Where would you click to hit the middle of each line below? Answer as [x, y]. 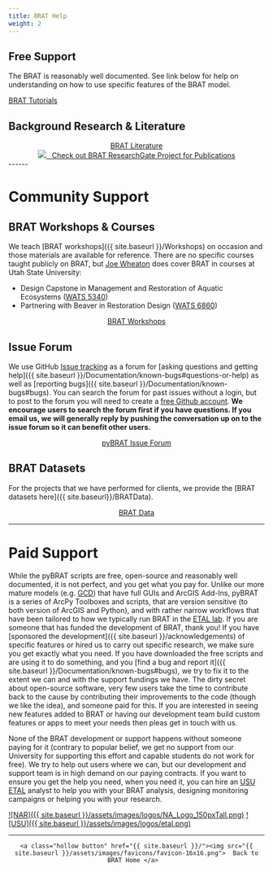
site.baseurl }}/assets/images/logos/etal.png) [115, 823]
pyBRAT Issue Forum [136, 443]
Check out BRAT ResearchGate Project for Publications [143, 156]
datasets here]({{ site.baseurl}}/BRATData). [81, 497]
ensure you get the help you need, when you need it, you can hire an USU [132, 782]
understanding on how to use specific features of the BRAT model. [120, 85]
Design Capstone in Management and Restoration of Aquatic [121, 288]
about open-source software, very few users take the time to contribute [128, 688]
